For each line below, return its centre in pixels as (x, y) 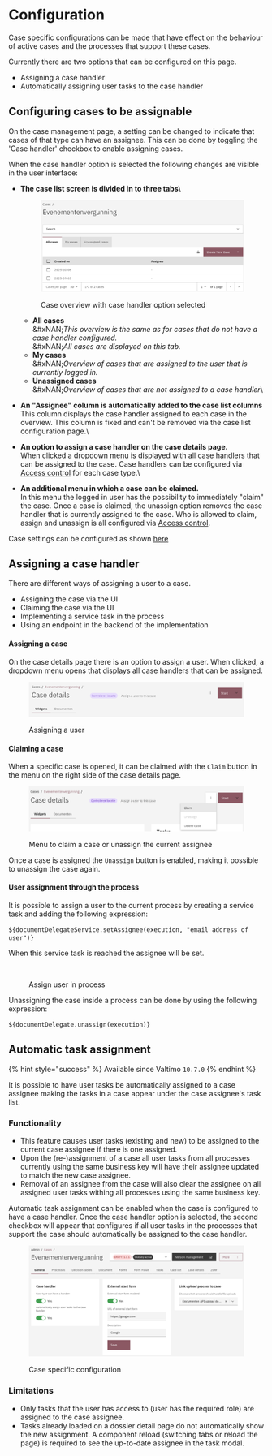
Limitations (31, 1391)
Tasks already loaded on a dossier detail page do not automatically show (142, 1425)
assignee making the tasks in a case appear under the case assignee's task (135, 1093)
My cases (49, 355)
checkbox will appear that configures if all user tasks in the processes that (133, 1225)
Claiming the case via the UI (67, 608)
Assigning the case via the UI (69, 599)
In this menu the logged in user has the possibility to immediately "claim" (142, 497)
